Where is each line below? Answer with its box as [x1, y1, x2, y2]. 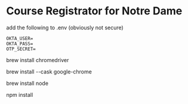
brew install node [6, 79, 49, 87]
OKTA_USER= [6, 35, 33, 41]
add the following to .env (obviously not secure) [6, 24, 124, 31]
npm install [6, 91, 33, 98]
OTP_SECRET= [6, 46, 36, 52]
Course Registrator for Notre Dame [6, 4, 183, 18]
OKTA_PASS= [6, 41, 33, 47]
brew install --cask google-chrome [6, 68, 93, 75]
